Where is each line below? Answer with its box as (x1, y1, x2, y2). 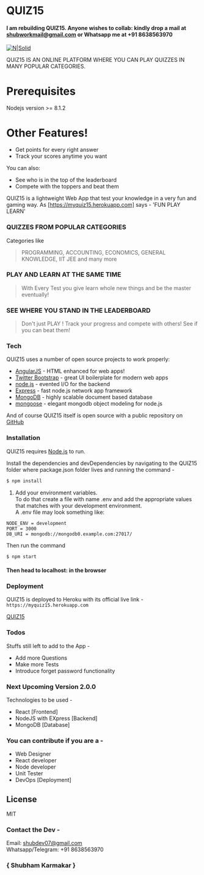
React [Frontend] (15, 708, 58, 715)
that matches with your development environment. (15, 502, 142, 509)
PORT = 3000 (6, 526, 37, 532)
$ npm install (6, 478, 43, 484)
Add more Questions (15, 654, 67, 661)
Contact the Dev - (6, 825, 60, 834)
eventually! (21, 291, 49, 298)
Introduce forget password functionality (15, 667, 115, 674)
